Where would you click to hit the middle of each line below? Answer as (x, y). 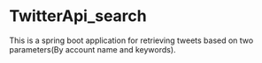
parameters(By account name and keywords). (92, 49)
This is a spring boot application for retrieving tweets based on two (131, 40)
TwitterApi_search (78, 16)
